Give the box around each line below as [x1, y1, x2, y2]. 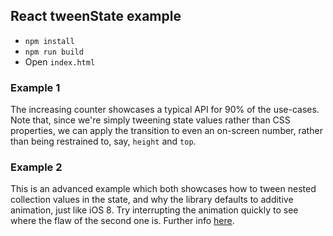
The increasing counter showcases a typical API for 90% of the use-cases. [10, 104, 320, 116]
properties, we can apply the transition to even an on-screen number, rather [10, 125, 323, 137]
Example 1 [10, 80, 61, 94]
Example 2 [10, 160, 63, 174]
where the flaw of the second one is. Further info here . [10, 215, 235, 227]
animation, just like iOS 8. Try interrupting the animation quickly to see [10, 204, 299, 216]
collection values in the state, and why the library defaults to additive [10, 194, 294, 206]
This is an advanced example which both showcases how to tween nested [10, 183, 317, 195]
